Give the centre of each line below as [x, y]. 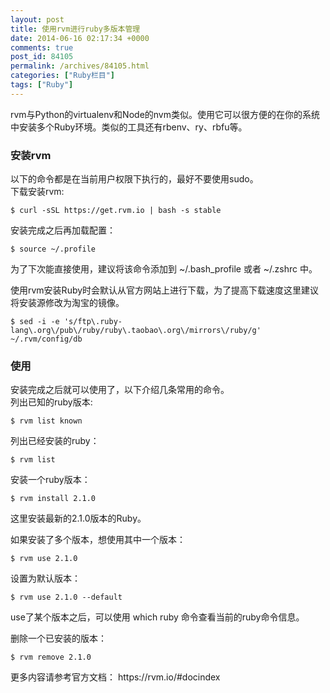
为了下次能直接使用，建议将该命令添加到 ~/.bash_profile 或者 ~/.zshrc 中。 [164, 269]
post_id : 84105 [42, 57]
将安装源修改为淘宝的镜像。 [67, 303]
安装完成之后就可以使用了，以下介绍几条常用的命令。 [120, 390]
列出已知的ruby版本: [51, 402]
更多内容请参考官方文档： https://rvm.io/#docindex [115, 677]
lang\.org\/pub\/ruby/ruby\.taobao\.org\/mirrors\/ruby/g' [136, 331]
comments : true [42, 47]
